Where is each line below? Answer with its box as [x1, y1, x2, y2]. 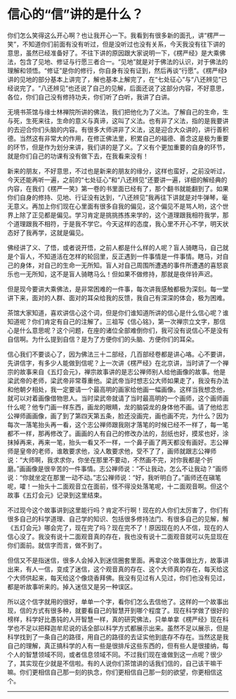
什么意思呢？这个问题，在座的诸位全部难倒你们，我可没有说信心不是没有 [19, 326, 229, 335]
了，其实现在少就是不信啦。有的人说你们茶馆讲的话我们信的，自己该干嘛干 [7, 659, 223, 667]
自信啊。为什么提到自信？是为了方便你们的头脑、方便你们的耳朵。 [7, 335, 198, 343]
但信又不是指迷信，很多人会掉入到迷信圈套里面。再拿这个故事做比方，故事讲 [7, 556, 229, 564]
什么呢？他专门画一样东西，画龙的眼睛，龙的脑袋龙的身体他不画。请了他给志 [7, 402, 229, 411]
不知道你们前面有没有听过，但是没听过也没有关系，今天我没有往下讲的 [22, 39, 226, 48]
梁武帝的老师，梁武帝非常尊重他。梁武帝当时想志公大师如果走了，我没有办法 [7, 376, 229, 385]
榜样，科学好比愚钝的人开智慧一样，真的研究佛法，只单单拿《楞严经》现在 [7, 614, 223, 624]
